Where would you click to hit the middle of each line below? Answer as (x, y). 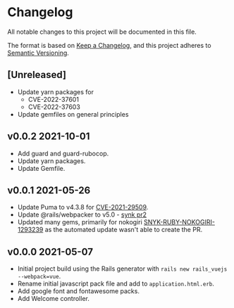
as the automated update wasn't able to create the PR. (124, 230)
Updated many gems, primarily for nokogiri (80, 222)
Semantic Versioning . (38, 53)
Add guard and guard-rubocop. (63, 153)
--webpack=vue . (39, 276)
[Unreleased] (37, 75)
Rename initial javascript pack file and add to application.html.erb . (116, 284)
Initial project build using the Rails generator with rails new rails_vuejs (122, 269)
